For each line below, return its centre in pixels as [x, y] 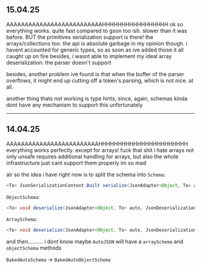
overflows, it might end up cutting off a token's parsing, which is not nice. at [100, 80]
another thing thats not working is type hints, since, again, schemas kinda [97, 98]
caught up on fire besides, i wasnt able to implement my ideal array [89, 56]
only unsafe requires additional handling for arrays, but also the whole [92, 156]
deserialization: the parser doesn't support [59, 62]
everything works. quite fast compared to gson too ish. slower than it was [97, 31]
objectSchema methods [34, 248]
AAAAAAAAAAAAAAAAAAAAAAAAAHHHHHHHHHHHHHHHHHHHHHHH [97, 144]
